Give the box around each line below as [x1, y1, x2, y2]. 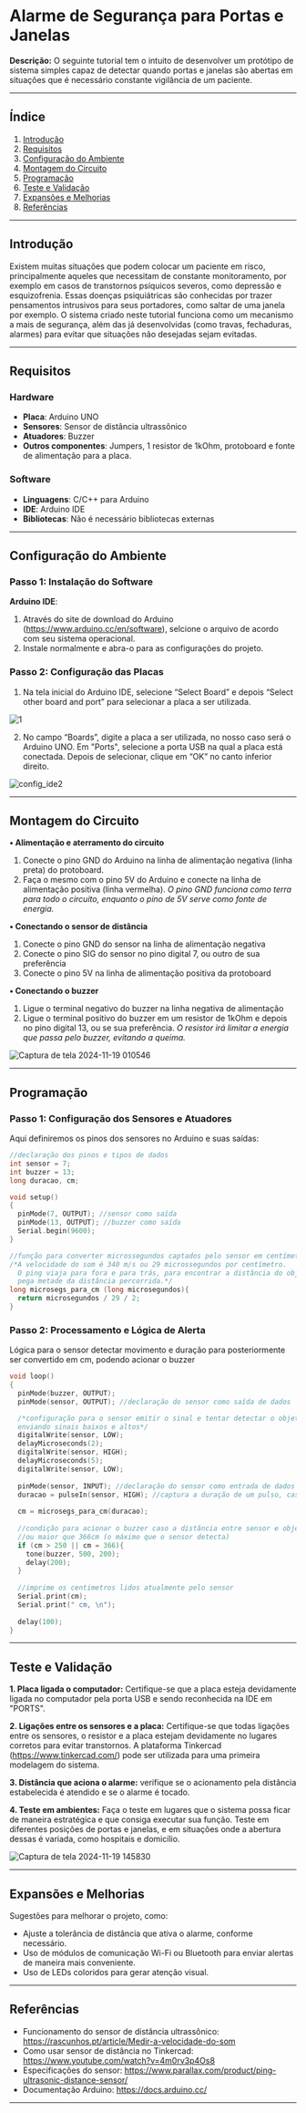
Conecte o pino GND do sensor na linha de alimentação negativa [22, 938, 266, 949]
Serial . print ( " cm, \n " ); [17, 1600, 117, 1610]
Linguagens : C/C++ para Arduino [22, 493, 149, 504]
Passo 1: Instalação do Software [9, 575, 153, 588]
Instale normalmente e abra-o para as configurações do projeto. [22, 643, 264, 654]
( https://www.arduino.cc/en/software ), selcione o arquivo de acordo [22, 624, 280, 635]
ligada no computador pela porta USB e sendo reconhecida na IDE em [9, 1694, 273, 1704]
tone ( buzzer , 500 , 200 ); [25, 1549, 120, 1559]
